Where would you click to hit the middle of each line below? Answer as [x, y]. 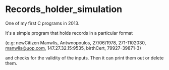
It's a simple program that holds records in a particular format [69, 33]
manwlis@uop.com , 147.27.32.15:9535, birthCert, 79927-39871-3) [73, 48]
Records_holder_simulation [64, 9]
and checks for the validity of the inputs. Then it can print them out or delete [84, 58]
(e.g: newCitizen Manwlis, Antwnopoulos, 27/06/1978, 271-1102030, [76, 43]
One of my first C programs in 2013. [42, 23]
